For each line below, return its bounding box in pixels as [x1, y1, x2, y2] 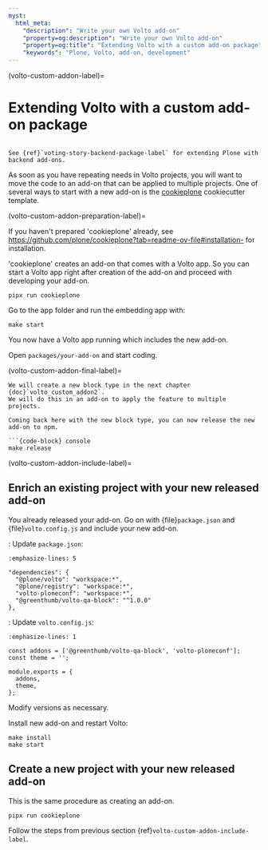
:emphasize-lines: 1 [8, 633, 77, 641]
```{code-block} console [8, 437, 91, 445]
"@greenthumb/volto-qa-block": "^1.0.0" [15, 596, 152, 604]
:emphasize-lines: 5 [8, 554, 77, 562]
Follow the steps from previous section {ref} [8, 825, 153, 835]
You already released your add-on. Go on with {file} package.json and [8, 514, 235, 524]
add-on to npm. [8, 423, 59, 431]
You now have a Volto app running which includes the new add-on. [8, 335, 229, 344]
